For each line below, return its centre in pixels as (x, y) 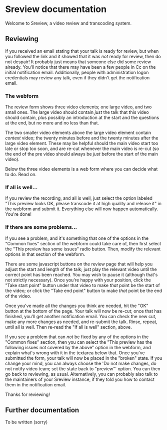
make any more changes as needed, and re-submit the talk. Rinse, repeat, (81, 322)
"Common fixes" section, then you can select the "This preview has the (79, 342)
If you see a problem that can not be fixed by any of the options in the (77, 337)
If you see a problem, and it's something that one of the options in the (77, 238)
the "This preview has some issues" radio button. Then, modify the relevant (83, 249)
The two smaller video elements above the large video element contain (78, 133)
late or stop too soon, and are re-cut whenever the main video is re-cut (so (82, 149)
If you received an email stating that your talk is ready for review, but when (82, 51)
